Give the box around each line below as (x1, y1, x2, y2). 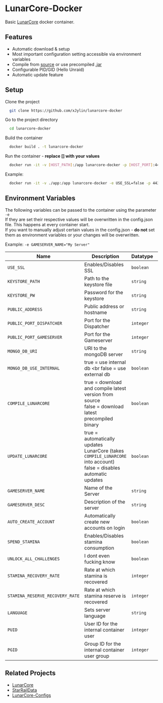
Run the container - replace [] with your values (5, 153, 100, 159)
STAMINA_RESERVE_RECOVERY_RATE (7, 593, 80, 599)
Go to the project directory (5, 117, 58, 123)
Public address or (84, 303, 125, 310)
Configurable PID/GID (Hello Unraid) (12, 67, 84, 72)
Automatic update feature (12, 71, 64, 78)
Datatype (131, 253, 154, 260)
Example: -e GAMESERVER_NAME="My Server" (5, 241, 90, 247)
